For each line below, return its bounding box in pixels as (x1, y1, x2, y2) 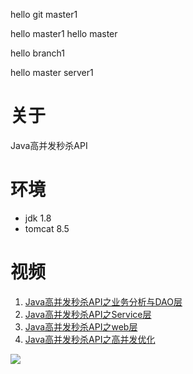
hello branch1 (10, 47, 65, 59)
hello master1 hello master (10, 28, 118, 39)
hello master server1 (10, 67, 94, 78)
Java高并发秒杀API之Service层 (24, 308, 152, 320)
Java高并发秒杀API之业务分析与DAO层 (24, 295, 183, 308)
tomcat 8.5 (24, 222, 70, 234)
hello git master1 (10, 9, 78, 20)
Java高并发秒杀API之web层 (24, 320, 138, 333)
